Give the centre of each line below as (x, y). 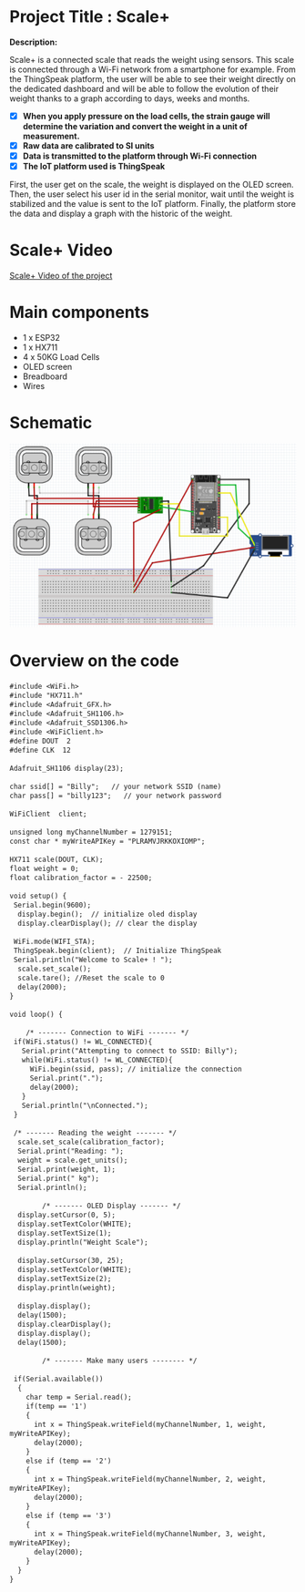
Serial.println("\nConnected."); (85, 1105)
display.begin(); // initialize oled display (107, 914)
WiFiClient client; (49, 814)
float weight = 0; (44, 868)
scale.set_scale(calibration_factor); (91, 1142)
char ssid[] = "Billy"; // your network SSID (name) (116, 786)
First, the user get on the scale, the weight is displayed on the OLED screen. (152, 185)
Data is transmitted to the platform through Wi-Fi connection (140, 156)
